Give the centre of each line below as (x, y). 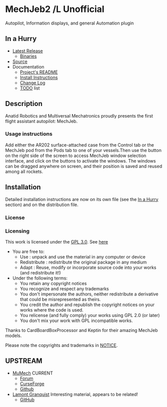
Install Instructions (39, 77)
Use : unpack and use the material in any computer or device (83, 256)
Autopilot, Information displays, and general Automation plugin (69, 23)
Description (24, 104)
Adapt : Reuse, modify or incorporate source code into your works (88, 267)
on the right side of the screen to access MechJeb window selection (76, 155)
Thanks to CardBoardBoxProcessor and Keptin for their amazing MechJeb (82, 330)
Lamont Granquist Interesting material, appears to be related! (75, 394)
